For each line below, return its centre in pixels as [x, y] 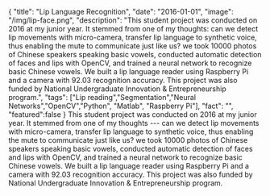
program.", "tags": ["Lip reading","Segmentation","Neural [102, 97]
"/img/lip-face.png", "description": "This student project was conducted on [133, 20]
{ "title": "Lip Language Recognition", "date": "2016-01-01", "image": [121, 12]
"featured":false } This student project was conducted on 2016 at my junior [133, 115]
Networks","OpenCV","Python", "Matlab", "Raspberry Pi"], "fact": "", [121, 106]
